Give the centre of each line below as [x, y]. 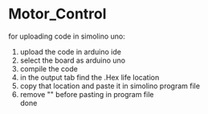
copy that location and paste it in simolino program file [110, 86]
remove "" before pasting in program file [87, 94]
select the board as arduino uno [73, 60]
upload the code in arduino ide [71, 51]
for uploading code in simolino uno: [67, 36]
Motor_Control [57, 14]
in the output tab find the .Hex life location [90, 77]
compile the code [49, 68]
